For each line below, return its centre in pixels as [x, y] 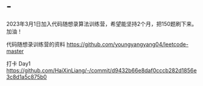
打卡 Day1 [19, 64]
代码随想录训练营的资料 [36, 44]
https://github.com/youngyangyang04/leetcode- [127, 44]
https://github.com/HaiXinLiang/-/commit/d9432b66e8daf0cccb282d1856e [101, 70]
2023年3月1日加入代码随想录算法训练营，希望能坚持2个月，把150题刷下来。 [102, 24]
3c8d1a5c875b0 [27, 77]
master [15, 51]
